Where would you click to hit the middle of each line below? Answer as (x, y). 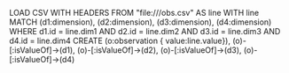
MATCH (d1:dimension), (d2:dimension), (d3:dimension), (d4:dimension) (141, 22)
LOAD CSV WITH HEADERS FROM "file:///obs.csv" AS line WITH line (134, 13)
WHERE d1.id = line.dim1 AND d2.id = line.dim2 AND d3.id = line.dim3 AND (145, 31)
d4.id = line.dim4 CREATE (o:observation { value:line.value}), (120, 40)
